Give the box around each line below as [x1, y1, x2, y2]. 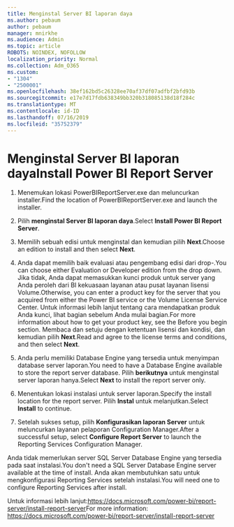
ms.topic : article [7, 43, 61, 50]
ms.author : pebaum [7, 17, 61, 24]
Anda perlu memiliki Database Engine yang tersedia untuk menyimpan [17, 354, 219, 362]
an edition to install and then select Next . [17, 245, 136, 253]
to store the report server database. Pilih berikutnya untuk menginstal [17, 369, 219, 377]
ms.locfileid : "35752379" [7, 120, 82, 128]
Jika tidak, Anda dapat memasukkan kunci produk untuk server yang [17, 274, 215, 282]
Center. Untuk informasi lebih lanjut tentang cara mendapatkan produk [17, 303, 221, 311]
